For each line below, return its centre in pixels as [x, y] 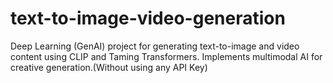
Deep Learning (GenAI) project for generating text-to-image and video [155, 46]
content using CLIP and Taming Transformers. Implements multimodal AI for [166, 56]
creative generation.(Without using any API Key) [109, 67]
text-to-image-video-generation [148, 18]
